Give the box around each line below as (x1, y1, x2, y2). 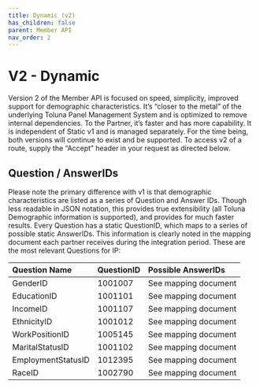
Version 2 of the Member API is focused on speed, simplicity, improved (8, 94, 239, 103)
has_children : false (8, 19, 76, 27)
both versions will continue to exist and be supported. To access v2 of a (8, 135, 242, 145)
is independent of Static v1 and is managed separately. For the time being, (8, 127, 249, 136)
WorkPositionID (12, 329, 69, 339)
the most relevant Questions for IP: (8, 246, 121, 255)
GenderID (12, 278, 48, 288)
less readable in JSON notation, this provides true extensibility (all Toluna (8, 204, 246, 213)
